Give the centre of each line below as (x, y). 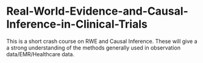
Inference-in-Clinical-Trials (77, 24)
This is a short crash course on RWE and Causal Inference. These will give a (102, 41)
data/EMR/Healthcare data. (41, 54)
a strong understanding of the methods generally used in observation (94, 48)
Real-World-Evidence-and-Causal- (98, 11)
